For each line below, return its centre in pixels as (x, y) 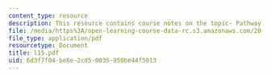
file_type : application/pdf (56, 38)
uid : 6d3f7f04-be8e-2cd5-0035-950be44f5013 (83, 61)
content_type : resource (48, 16)
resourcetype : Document (48, 46)
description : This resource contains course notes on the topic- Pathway (135, 23)
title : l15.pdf (34, 53)
